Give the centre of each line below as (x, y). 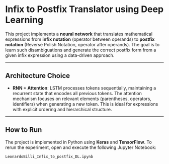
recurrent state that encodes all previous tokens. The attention (77, 93)
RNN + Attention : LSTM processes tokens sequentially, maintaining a (84, 88)
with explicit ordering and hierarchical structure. (62, 109)
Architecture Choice (38, 76)
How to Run (24, 130)
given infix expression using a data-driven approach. (60, 55)
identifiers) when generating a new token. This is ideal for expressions (85, 104)
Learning (24, 20)
